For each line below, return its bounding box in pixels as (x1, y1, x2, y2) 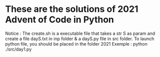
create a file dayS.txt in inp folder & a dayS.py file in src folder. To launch (5, 36, 155, 42)
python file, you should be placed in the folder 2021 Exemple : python (5, 41, 148, 47)
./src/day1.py (5, 46, 32, 52)
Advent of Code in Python (5, 14, 114, 25)
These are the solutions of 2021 (5, 3, 139, 15)
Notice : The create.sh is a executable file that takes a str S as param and (5, 30, 156, 36)
